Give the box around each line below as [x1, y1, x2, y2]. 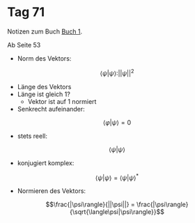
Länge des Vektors [17, 82, 72, 91]
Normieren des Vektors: [17, 187, 86, 195]
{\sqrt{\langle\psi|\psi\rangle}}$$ [69, 208, 165, 216]
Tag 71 [7, 4, 45, 20]
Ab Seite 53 [7, 40, 41, 49]
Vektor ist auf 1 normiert [27, 97, 97, 105]
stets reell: [17, 132, 47, 140]
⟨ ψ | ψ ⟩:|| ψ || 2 [100, 68, 134, 77]
